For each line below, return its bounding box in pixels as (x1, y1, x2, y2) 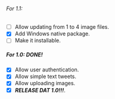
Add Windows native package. (14, 30, 91, 37)
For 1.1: (6, 5, 23, 12)
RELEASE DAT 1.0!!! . (14, 86, 66, 94)
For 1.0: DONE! (6, 51, 43, 58)
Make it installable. (14, 37, 61, 44)
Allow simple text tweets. (14, 73, 76, 80)
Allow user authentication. (14, 66, 79, 73)
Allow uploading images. (14, 80, 76, 87)
